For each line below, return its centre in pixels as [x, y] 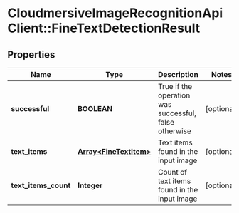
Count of [172, 172]
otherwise [175, 131]
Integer [90, 185]
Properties [31, 54]
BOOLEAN [95, 109]
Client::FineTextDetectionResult [104, 28]
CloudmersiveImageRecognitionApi [115, 13]
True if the [175, 87]
